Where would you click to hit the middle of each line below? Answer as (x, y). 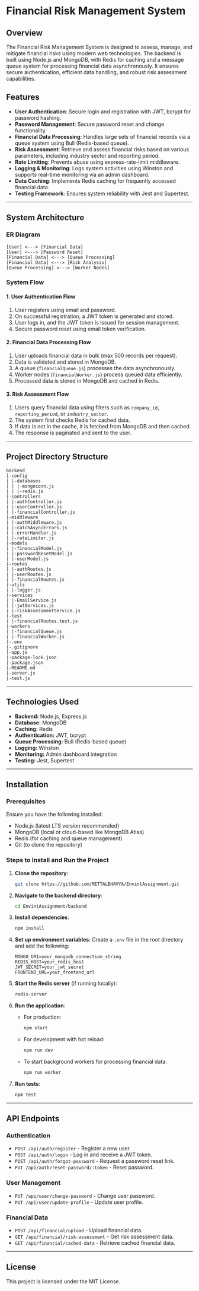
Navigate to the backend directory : (58, 895)
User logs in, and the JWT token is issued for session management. (97, 322)
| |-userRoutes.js (29, 574)
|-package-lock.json (32, 657)
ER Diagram (23, 234)
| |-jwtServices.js (30, 605)
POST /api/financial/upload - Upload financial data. (79, 1230)
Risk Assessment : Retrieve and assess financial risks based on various (102, 149)
